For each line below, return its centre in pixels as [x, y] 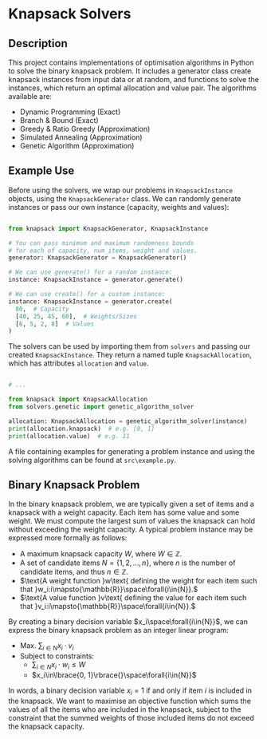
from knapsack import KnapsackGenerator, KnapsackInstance [108, 228]
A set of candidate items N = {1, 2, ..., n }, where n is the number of [128, 563]
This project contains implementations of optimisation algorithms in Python [131, 62]
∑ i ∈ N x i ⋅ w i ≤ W [59, 666]
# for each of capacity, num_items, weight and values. [103, 251]
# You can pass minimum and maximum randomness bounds [101, 243]
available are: [30, 96]
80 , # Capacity [42, 309]
